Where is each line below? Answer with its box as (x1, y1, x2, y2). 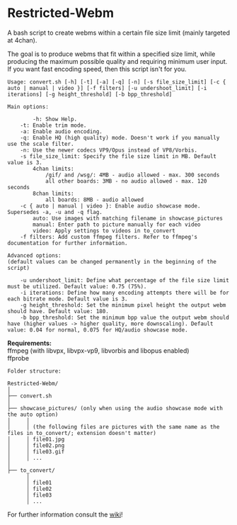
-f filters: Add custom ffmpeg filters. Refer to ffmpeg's (20, 233, 198, 240)
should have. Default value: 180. (7, 307, 110, 315)
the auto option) (7, 411, 59, 418)
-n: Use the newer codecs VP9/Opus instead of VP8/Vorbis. (20, 147, 198, 154)
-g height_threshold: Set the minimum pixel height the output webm (20, 301, 226, 309)
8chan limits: (33, 190, 74, 197)
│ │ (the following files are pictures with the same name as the (7, 423, 220, 430)
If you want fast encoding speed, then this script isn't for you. (7, 64, 187, 73)
